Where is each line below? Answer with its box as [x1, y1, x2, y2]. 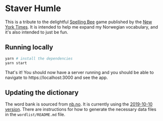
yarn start [5, 60, 27, 65]
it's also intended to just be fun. [5, 29, 69, 35]
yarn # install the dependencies [5, 56, 73, 61]
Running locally [5, 43, 54, 51]
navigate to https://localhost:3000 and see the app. [5, 75, 108, 80]
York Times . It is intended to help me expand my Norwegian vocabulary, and [5, 24, 158, 30]
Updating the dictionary [5, 88, 79, 97]
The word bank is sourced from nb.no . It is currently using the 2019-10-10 [5, 101, 153, 107]
